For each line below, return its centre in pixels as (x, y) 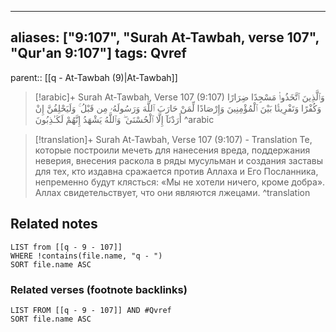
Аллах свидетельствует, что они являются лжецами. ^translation (172, 192)
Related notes (54, 224)
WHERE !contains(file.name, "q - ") (86, 256)
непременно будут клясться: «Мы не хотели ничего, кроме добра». (180, 182)
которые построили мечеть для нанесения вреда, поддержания (172, 150)
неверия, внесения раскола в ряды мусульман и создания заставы (179, 160)
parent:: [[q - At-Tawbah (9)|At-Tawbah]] (94, 77)
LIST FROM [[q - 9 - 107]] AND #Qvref (91, 310)
